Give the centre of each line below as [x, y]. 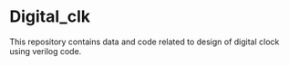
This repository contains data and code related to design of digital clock [144, 42]
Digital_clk [50, 17]
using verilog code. [46, 51]
